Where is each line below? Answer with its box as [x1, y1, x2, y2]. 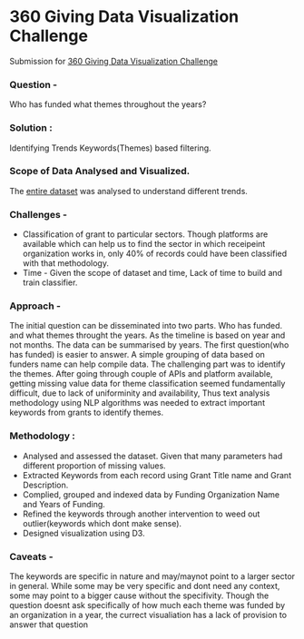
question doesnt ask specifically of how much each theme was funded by [9, 600, 286, 611]
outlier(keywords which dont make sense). [22, 517, 182, 528]
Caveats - [9, 550, 54, 563]
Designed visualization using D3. [22, 527, 145, 538]
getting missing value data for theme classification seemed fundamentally [9, 378, 286, 389]
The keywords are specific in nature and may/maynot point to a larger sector [9, 571, 296, 582]
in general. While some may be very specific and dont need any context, [9, 581, 280, 592]
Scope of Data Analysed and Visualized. [9, 165, 191, 178]
